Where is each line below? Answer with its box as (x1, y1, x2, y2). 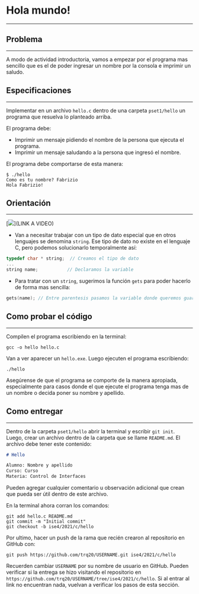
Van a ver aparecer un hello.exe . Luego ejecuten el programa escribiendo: (6, 355, 189, 362)
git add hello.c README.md (6, 513, 73, 519)
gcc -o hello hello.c (6, 344, 60, 350)
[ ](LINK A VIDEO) (6, 220, 54, 227)
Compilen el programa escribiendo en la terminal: (6, 333, 127, 340)
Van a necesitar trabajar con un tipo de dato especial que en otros (14, 232, 176, 239)
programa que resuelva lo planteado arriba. (6, 113, 112, 120)
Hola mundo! (6, 4, 71, 17)
